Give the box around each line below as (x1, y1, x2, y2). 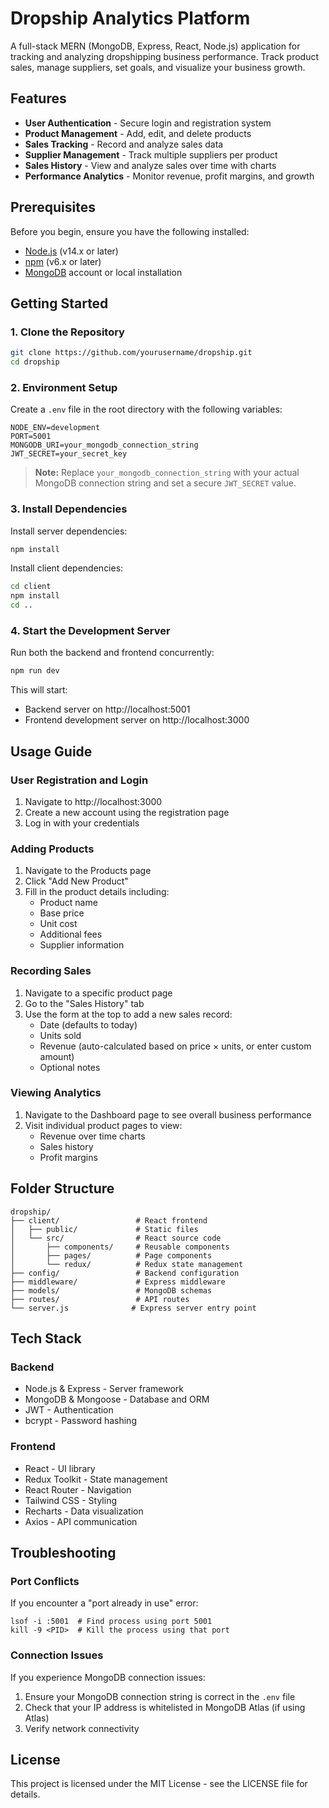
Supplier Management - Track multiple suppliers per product (24, 148, 278, 161)
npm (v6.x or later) (24, 255, 102, 267)
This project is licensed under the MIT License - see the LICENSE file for (10, 1778, 308, 1790)
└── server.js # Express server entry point (10, 1303, 257, 1313)
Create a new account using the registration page (24, 806, 230, 818)
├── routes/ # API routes (10, 1294, 190, 1304)
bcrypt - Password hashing (24, 1415, 137, 1427)
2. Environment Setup (10, 380, 118, 394)
